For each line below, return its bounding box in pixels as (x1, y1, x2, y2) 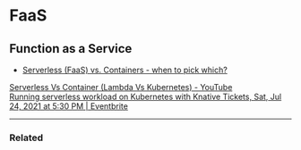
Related (9, 131, 44, 144)
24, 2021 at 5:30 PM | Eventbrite (9, 101, 128, 112)
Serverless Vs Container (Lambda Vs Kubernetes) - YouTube (9, 82, 233, 92)
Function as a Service (9, 41, 133, 56)
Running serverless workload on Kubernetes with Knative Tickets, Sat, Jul (9, 91, 282, 102)
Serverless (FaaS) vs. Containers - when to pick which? (21, 64, 228, 75)
